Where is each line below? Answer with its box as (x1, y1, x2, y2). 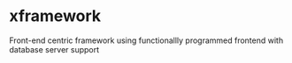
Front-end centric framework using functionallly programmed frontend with (9, 35, 284, 45)
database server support (9, 44, 100, 54)
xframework (9, 6, 102, 26)
